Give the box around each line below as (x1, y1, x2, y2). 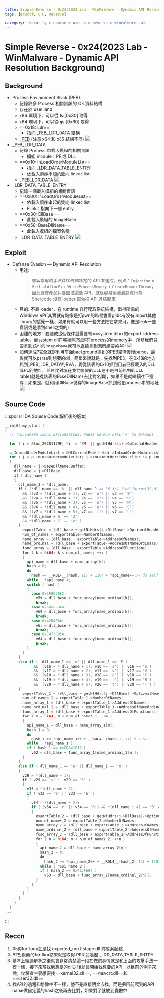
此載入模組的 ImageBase (26, 217, 77, 223)
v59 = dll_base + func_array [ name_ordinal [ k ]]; (36, 596, 134, 601)
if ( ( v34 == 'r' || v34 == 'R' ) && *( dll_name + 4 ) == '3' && (31, 804, 163, 809)
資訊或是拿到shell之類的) (19, 325, 69, 330)
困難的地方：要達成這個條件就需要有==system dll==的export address (19, 331, 159, 337)
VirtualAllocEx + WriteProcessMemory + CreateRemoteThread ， (31, 284, 156, 290)
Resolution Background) (5, 62, 105, 73)
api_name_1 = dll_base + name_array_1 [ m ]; (26, 723, 115, 728)
